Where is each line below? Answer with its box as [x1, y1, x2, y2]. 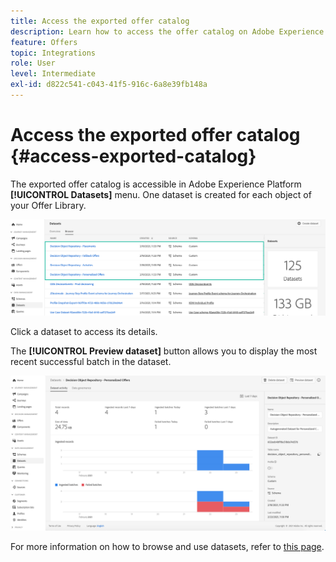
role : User [10, 58, 56, 69]
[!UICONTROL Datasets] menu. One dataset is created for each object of [10, 188, 312, 200]
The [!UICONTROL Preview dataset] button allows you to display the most [10, 345, 318, 357]
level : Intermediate [10, 69, 97, 79]
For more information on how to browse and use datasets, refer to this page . [10, 540, 325, 552]
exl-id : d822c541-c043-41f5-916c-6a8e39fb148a [10, 80, 208, 90]
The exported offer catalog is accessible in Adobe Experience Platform [10, 178, 302, 190]
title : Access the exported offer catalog [10, 16, 190, 26]
